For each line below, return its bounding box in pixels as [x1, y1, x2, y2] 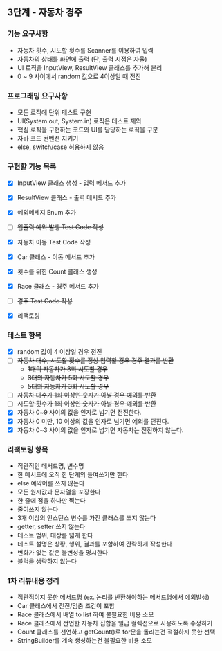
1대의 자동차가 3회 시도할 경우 [27, 365, 109, 373]
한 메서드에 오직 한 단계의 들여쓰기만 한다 [17, 470, 129, 479]
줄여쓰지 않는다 [17, 505, 59, 513]
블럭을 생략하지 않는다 [17, 557, 77, 565]
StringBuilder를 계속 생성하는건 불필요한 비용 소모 [17, 636, 153, 645]
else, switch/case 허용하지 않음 [17, 143, 104, 151]
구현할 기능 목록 [7, 161, 57, 171]
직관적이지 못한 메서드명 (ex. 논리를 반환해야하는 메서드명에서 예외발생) [17, 593, 210, 601]
